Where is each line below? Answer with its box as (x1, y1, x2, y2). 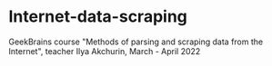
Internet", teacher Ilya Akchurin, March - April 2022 (8, 45, 201, 56)
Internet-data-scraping (8, 6, 188, 27)
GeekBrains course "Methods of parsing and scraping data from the (8, 36, 264, 47)
